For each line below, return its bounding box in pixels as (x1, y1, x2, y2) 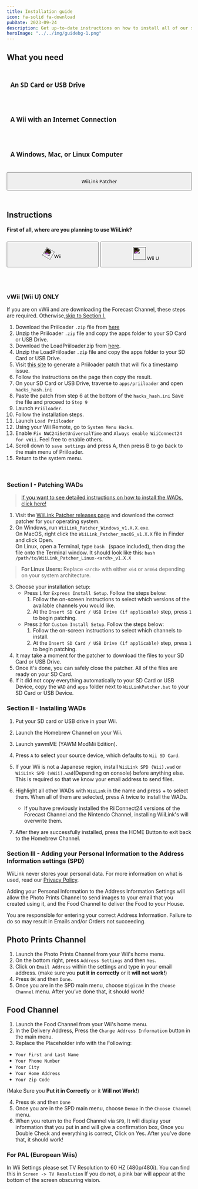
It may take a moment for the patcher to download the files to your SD (15, 652, 184, 659)
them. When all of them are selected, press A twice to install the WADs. (15, 793, 188, 800)
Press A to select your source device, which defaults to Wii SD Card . (15, 752, 180, 759)
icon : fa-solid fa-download (6, 14, 76, 20)
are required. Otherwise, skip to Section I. (6, 312, 106, 319)
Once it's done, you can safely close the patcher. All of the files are (15, 665, 178, 672)
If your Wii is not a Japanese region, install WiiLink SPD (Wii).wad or (15, 763, 182, 770)
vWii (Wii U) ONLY (6, 292, 59, 300)
